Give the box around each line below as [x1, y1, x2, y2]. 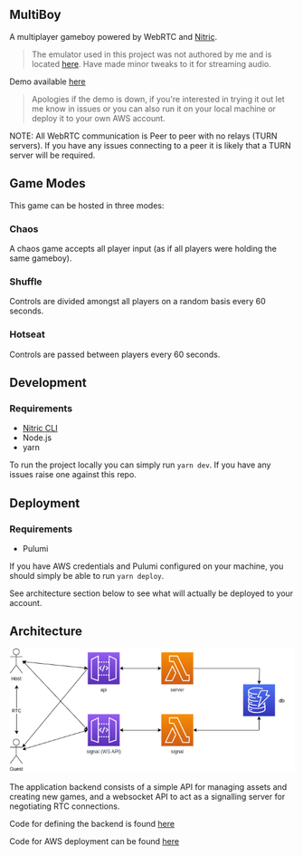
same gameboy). [9, 253, 72, 264]
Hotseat [9, 328, 45, 341]
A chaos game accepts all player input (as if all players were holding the [9, 243, 278, 254]
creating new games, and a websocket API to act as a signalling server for [9, 791, 286, 802]
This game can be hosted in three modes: [9, 199, 165, 211]
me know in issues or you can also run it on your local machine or [31, 103, 276, 114]
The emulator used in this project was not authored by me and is [31, 49, 272, 60]
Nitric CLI [22, 423, 58, 434]
